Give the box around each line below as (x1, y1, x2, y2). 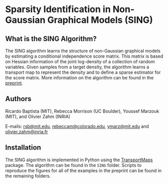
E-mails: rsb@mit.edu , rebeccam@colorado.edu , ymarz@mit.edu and (5, 123, 149, 129)
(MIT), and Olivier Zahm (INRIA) (5, 113, 70, 119)
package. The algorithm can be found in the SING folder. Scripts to (5, 162, 142, 168)
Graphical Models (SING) (47, 14, 153, 26)
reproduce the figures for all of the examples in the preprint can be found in (5, 167, 162, 173)
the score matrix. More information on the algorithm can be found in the (5, 75, 154, 80)
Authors (5, 95, 32, 103)
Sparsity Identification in (5, 4, 111, 15)
